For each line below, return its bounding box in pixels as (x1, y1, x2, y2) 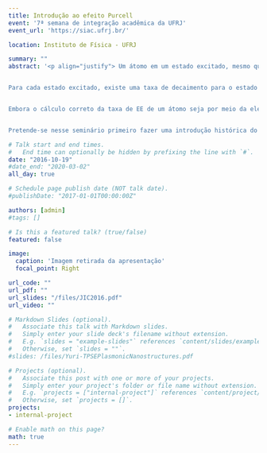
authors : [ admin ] (8, 206, 66, 215)
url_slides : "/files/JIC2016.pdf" (8, 293, 123, 302)
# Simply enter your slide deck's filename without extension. (8, 331, 229, 339)
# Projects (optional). (8, 366, 87, 374)
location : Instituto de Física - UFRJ (8, 41, 137, 48)
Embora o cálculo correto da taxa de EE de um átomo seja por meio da (8, 105, 247, 113)
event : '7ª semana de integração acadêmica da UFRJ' (8, 19, 187, 27)
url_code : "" (8, 279, 52, 287)
